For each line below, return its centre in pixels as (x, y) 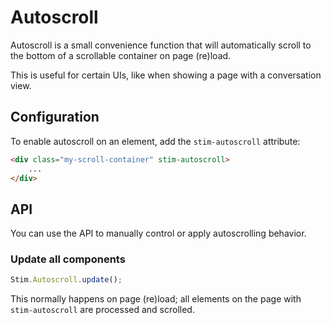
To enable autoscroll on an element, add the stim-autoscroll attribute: (155, 141)
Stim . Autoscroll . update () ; (66, 280)
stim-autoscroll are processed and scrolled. (102, 310)
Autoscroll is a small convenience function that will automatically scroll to (161, 45)
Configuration (55, 117)
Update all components (68, 259)
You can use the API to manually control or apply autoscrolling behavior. (158, 233)
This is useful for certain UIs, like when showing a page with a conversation (166, 75)
